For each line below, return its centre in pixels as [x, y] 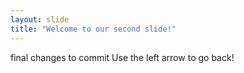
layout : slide [40, 19]
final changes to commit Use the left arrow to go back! [122, 57]
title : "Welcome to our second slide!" [93, 29]
